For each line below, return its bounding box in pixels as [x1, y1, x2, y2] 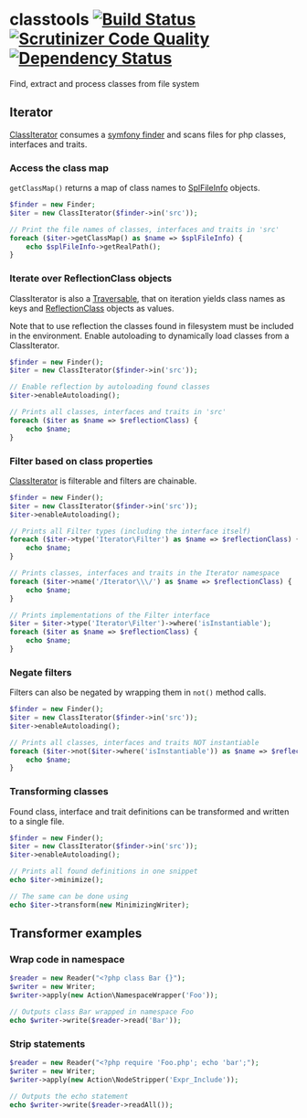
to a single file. [9, 815, 65, 826]
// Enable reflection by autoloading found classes [9, 382, 210, 392]
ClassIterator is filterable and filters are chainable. [9, 475, 197, 486]
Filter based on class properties [9, 454, 153, 467]
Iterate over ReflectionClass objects [9, 272, 172, 285]
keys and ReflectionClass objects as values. [9, 303, 175, 314]
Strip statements [9, 1038, 86, 1050]
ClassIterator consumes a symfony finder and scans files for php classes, [9, 129, 286, 140]
